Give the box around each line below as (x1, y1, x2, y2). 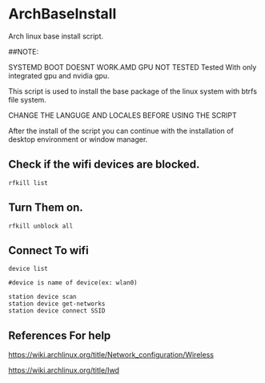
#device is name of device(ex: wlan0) (8, 279, 138, 287)
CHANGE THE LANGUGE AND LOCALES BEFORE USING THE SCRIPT (8, 110, 238, 120)
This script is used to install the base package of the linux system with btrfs (8, 86, 258, 96)
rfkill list (8, 179, 48, 187)
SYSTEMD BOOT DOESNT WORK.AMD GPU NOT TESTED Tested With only (8, 62, 257, 72)
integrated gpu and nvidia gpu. (8, 71, 110, 80)
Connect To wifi (8, 244, 90, 257)
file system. (8, 95, 46, 104)
